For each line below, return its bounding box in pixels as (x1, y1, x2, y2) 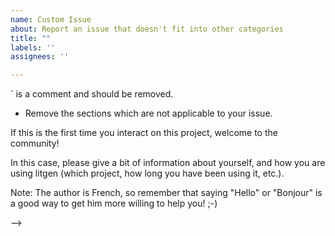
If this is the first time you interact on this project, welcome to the (10, 127, 278, 139)
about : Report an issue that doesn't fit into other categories (10, 24, 284, 34)
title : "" (10, 33, 52, 43)
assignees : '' (10, 52, 70, 62)
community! (10, 137, 60, 150)
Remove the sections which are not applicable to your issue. (24, 107, 273, 120)
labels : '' (10, 42, 56, 53)
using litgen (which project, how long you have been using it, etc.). (10, 167, 285, 180)
